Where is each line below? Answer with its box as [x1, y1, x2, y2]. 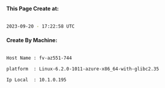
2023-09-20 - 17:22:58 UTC [6, 24, 75, 30]
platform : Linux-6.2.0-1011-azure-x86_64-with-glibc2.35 [6, 66, 160, 72]
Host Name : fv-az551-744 [6, 55, 72, 61]
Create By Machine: [6, 36, 58, 43]
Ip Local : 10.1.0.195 [6, 77, 67, 83]
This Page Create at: [6, 5, 59, 12]
